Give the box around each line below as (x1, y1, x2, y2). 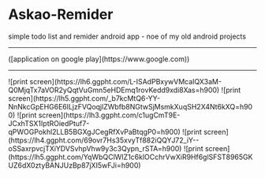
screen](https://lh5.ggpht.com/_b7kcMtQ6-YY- (8, 93, 160, 103)
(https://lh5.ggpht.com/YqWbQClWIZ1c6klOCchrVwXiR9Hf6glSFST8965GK (8, 152, 253, 161)
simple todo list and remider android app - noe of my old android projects (8, 32, 247, 41)
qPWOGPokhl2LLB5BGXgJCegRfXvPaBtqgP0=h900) (8, 127, 181, 136)
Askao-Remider (8, 6, 114, 24)
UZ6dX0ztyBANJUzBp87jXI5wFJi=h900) (8, 160, 141, 170)
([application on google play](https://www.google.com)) (8, 54, 190, 64)
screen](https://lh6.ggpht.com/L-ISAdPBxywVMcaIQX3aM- (29, 76, 222, 86)
